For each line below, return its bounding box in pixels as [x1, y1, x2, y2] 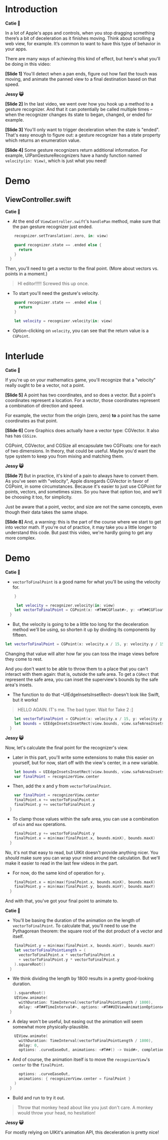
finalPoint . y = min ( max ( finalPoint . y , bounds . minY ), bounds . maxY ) [14, 884, 155, 889]
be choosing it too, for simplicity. [5, 494, 72, 500]
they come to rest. [5, 656, 43, 662]
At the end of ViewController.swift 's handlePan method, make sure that [12, 218, 161, 224]
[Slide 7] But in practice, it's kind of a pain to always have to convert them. [5, 472, 159, 478]
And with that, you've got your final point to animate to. [5, 898, 118, 904]
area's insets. [5, 682, 33, 688]
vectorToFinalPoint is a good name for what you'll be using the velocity [12, 579, 161, 585]
